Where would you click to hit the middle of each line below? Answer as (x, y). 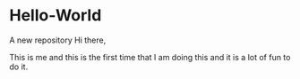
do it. (19, 67)
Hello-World (56, 16)
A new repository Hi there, (58, 40)
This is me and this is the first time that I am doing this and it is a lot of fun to (150, 57)
